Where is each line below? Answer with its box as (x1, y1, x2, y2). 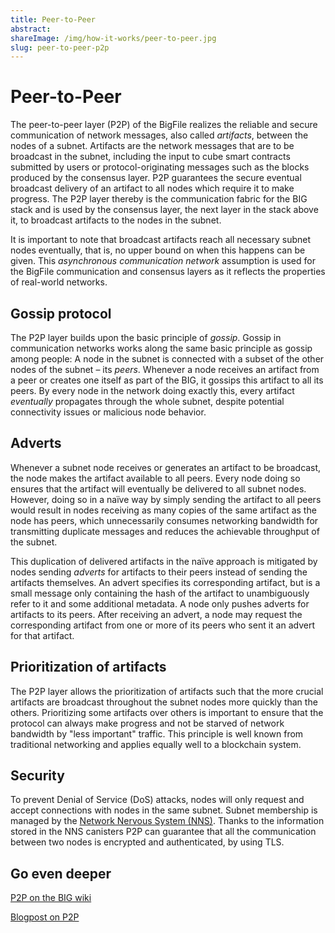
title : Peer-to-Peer (10, 14, 97, 25)
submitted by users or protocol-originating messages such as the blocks (10, 161, 310, 173)
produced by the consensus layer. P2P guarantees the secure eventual (10, 172, 302, 184)
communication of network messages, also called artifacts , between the (10, 129, 309, 141)
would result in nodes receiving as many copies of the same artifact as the (10, 504, 317, 516)
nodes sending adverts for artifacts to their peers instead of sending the (10, 566, 308, 578)
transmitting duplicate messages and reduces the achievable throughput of (10, 525, 320, 537)
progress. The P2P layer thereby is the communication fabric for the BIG (10, 193, 308, 205)
